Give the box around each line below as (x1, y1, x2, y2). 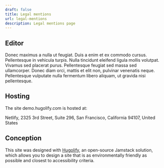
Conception (5, 134, 42, 143)
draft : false (5, 7, 32, 12)
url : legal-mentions (5, 16, 47, 21)
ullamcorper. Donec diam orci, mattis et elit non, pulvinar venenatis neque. (5, 68, 155, 73)
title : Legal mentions (5, 12, 51, 17)
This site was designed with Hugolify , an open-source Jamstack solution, (5, 147, 153, 153)
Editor (5, 39, 24, 47)
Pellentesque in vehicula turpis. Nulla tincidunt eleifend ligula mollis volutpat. (5, 57, 160, 63)
